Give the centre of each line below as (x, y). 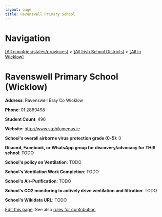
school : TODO (20, 153)
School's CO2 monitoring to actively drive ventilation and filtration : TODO (81, 191)
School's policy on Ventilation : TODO (43, 162)
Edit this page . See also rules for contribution (51, 210)
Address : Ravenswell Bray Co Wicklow (44, 100)
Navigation (28, 38)
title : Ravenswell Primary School (40, 14)
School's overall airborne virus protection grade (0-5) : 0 (63, 138)
